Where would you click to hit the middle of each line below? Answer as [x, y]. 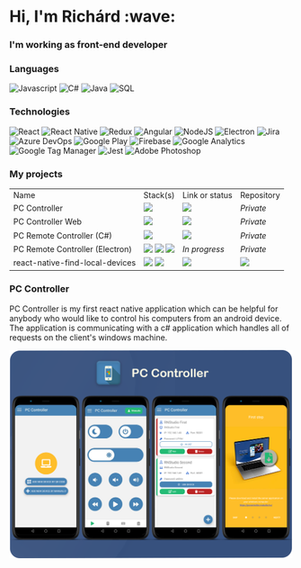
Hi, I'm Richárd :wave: [93, 17]
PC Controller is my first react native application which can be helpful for [144, 309]
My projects [36, 174]
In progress [204, 248]
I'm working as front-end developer [89, 45]
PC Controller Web [48, 221]
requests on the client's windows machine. [89, 337]
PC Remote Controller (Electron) [72, 248]
